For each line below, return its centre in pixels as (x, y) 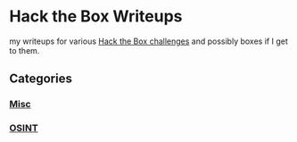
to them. (25, 50)
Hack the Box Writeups (96, 17)
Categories (41, 79)
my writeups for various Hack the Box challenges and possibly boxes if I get (148, 41)
